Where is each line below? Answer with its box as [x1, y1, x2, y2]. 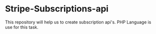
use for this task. [5, 24, 39, 30]
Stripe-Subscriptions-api [5, 3, 109, 14]
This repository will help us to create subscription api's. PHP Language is [5, 19, 152, 25]
